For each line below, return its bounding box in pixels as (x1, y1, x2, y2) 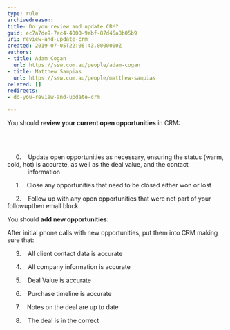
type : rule (7, 10, 39, 17)
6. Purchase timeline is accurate (15, 290, 112, 297)
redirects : (7, 87, 39, 94)
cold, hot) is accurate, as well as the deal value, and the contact (7, 161, 189, 168)
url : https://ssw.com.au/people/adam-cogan (13, 62, 140, 68)
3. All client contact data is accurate (15, 250, 123, 257)
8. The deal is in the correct (15, 316, 99, 324)
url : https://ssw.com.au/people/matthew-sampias (13, 74, 156, 82)
